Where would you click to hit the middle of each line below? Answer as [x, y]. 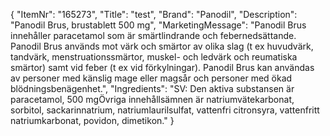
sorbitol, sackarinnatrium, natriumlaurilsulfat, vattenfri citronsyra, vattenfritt [165, 110]
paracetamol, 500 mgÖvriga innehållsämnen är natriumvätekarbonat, [152, 99]
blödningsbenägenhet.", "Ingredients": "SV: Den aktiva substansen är [152, 88]
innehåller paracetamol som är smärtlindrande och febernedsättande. [153, 35]
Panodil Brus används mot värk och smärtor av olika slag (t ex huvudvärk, [162, 46]
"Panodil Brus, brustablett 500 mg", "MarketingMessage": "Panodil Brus [158, 25]
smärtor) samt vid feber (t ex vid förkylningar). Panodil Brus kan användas [162, 67]
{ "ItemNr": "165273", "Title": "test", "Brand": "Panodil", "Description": [154, 14]
